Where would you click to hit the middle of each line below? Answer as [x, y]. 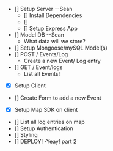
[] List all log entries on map [49, 122]
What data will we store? [55, 41]
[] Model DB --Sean [39, 35]
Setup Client [30, 86]
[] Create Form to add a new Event [58, 98]
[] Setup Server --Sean [43, 9]
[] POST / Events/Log [41, 54]
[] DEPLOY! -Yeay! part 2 [46, 142]
